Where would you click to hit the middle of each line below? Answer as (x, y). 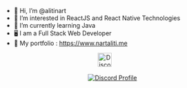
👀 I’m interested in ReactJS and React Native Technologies (97, 18)
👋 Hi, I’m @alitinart (40, 11)
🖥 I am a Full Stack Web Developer (62, 33)
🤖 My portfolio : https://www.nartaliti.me (70, 43)
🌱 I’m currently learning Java (55, 25)
